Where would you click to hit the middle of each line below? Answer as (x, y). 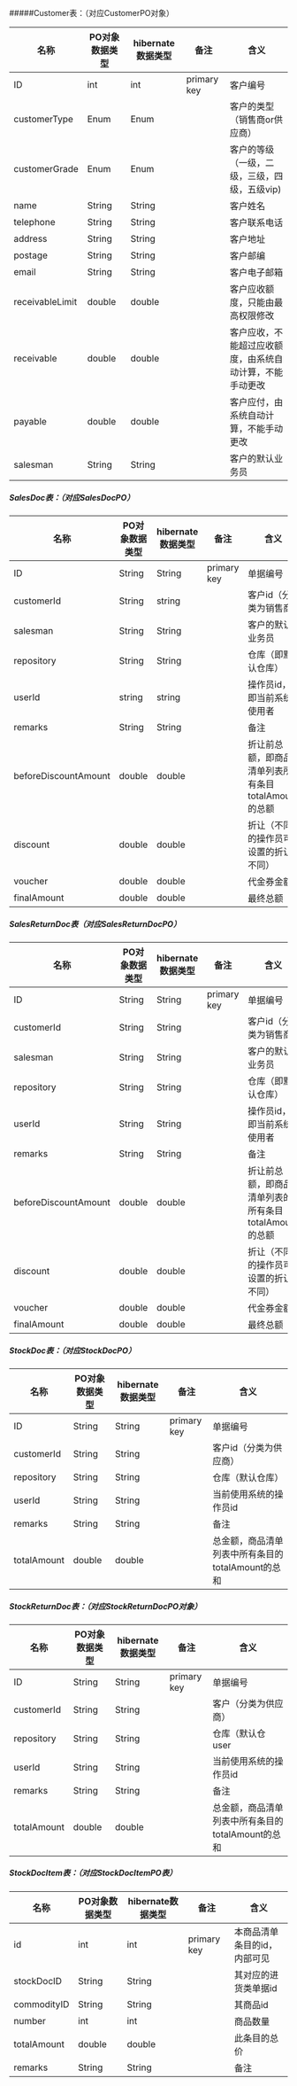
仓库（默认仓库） (247, 1477)
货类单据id (255, 1988)
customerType (43, 119)
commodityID (42, 2004)
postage (31, 255)
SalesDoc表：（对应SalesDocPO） (72, 497)
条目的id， (255, 1945)
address (30, 239)
